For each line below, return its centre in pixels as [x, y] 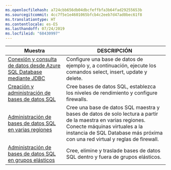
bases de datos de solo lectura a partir [112, 114]
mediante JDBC [26, 78]
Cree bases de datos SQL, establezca [111, 87]
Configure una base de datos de [105, 59]
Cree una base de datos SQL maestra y [113, 107]
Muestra [35, 50]
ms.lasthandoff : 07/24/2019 [35, 29]
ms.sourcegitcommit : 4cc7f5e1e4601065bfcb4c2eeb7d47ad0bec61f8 [74, 15]
